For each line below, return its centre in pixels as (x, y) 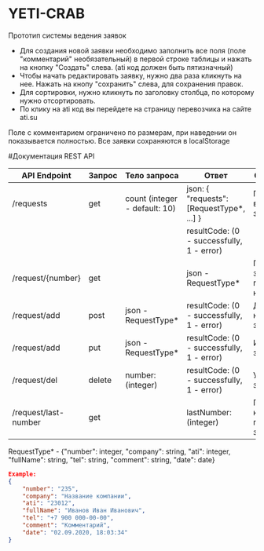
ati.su (28, 117)
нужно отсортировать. (57, 100)
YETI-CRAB (46, 14)
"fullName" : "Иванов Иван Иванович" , (84, 511)
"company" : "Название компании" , (77, 496)
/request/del (35, 380)
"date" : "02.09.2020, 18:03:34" (75, 532)
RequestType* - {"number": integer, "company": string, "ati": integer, (119, 451)
